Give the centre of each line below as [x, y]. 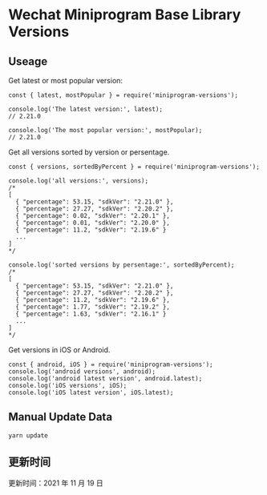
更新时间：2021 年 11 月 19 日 [56, 483]
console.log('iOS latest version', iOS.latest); [91, 392]
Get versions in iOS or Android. [59, 350]
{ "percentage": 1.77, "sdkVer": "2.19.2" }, [93, 307]
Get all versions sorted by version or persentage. [89, 152]
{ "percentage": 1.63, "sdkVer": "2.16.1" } [91, 314]
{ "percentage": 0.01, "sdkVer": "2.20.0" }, [93, 223]
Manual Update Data [61, 417]
